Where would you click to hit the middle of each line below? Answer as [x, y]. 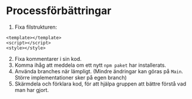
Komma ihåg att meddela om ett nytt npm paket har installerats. [90, 65]
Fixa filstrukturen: [36, 27]
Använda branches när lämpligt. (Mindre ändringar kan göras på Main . [99, 71]
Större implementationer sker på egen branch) [71, 77]
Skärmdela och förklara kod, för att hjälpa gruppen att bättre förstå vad [100, 84]
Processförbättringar [59, 11]
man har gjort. [31, 90]
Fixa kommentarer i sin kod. [48, 59]
